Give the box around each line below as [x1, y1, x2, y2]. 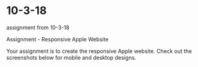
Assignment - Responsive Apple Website [6, 35, 108, 43]
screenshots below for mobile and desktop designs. [6, 54, 136, 61]
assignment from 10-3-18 [6, 24, 70, 31]
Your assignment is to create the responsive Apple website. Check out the [6, 47, 192, 55]
